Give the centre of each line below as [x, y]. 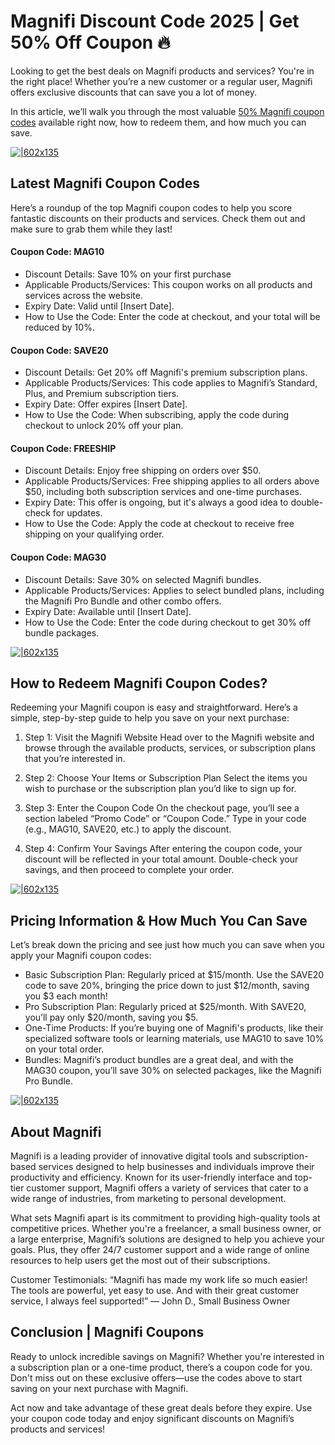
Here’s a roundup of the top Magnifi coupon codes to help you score [151, 207]
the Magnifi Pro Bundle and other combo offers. [123, 601]
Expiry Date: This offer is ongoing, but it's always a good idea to [156, 502]
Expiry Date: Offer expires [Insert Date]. [106, 404]
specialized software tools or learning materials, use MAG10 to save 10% [174, 1039]
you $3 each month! [66, 996]
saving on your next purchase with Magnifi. [99, 1388]
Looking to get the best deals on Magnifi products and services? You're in [162, 71]
